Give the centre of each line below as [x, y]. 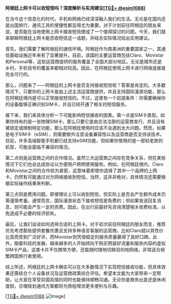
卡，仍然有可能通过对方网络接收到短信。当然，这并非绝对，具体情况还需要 [83, 177]
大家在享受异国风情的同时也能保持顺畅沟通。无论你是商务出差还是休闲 [92, 280]
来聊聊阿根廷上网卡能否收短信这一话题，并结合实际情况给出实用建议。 [79, 38]
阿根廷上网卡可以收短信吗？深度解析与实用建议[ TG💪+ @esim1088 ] [76, 8]
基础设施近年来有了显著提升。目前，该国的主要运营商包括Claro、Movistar [87, 55]
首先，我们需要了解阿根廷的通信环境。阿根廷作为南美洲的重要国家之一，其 [83, 49]
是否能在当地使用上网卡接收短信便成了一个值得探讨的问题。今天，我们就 [90, 32]
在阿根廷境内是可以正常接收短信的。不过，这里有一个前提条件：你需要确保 [83, 98]
